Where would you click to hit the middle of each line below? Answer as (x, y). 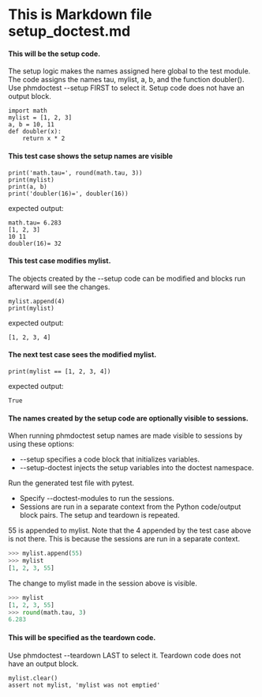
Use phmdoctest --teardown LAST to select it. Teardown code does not (125, 655)
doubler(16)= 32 (35, 243)
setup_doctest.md (69, 31)
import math (28, 111)
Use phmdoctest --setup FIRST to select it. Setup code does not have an (126, 88)
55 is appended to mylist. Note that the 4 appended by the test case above (130, 530)
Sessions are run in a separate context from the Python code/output (130, 507)
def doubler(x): (35, 132)
